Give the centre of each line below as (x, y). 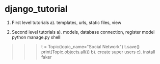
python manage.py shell (36, 37)
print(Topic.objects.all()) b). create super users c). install (98, 52)
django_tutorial (36, 9)
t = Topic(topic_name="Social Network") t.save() (90, 46)
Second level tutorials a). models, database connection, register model (83, 32)
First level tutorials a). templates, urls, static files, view (67, 22)
